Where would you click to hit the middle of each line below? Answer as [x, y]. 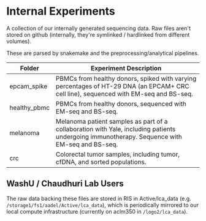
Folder [30, 68]
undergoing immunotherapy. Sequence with [119, 137]
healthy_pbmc [30, 107]
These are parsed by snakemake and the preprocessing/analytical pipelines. [103, 53]
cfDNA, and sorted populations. [101, 162]
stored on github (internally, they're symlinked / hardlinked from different [98, 34]
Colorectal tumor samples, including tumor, [118, 154]
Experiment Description [126, 68]
